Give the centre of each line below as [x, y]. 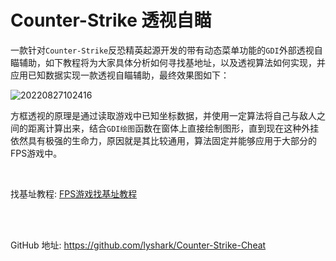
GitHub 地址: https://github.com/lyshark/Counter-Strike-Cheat [138, 245]
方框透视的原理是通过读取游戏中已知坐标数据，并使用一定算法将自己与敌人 [163, 115]
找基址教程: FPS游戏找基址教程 [74, 193]
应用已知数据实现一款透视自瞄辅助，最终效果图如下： [120, 75]
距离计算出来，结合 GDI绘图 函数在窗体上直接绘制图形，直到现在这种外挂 [173, 128]
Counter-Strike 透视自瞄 [111, 20]
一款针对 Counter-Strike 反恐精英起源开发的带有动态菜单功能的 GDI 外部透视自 [166, 50]
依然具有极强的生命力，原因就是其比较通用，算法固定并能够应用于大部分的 [163, 140]
